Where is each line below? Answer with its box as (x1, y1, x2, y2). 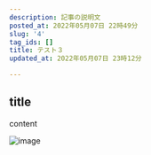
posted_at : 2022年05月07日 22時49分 (9, 21, 139, 30)
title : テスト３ (9, 46, 64, 55)
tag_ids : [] (9, 37, 53, 47)
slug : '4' (9, 29, 46, 38)
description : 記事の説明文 (9, 12, 101, 22)
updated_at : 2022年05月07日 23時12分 (9, 54, 142, 63)
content (9, 118, 38, 128)
